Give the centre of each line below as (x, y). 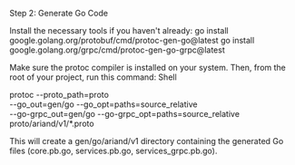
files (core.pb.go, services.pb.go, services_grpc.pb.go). (113, 150)
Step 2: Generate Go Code (59, 13)
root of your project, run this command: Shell (93, 77)
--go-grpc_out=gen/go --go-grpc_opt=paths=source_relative (125, 114)
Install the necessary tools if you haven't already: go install (119, 30)
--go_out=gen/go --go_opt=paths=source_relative (103, 104)
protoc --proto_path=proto (59, 95)
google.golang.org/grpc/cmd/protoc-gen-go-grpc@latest (117, 50)
